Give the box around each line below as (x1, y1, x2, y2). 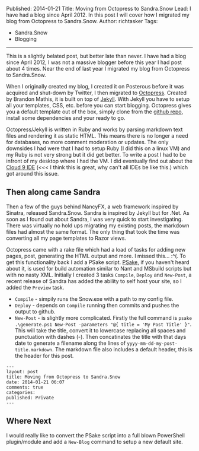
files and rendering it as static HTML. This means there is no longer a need (6, 132, 188, 139)
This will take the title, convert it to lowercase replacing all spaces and (14, 326, 186, 334)
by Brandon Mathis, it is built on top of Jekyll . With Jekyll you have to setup (6, 96, 190, 103)
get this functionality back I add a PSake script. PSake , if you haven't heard (6, 258, 190, 266)
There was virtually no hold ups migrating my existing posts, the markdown (6, 222, 190, 229)
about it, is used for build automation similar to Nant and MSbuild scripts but (6, 265, 192, 272)
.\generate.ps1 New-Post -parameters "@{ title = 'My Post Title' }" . (14, 320, 192, 328)
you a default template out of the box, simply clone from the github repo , (6, 108, 184, 115)
